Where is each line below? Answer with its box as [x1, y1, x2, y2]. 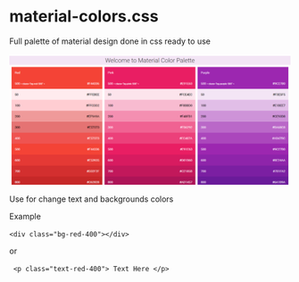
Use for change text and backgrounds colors [9, 194, 174, 204]
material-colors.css [9, 6, 159, 27]
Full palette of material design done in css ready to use [9, 36, 212, 46]
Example [9, 211, 42, 221]
